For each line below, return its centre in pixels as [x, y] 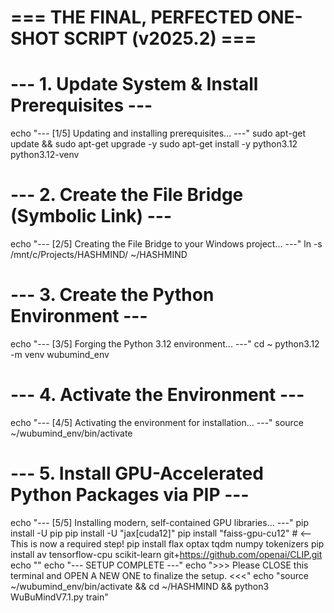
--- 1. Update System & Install [134, 84]
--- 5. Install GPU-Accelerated [137, 473]
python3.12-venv [45, 155]
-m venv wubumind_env [60, 354]
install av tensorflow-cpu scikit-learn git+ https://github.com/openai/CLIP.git [166, 554]
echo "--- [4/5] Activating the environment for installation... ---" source [157, 422]
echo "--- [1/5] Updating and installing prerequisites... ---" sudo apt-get [158, 133]
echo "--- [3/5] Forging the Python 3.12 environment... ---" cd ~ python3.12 [165, 344]
